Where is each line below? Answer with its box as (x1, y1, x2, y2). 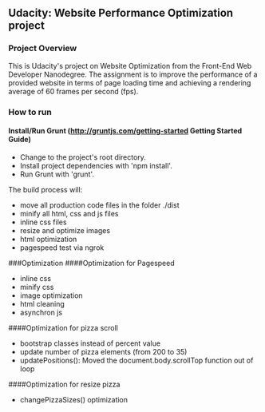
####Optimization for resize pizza (8, 379, 121, 389)
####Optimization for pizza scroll (8, 323, 118, 332)
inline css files (19, 217, 67, 227)
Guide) (8, 135, 32, 145)
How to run (8, 106, 52, 117)
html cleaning (19, 299, 65, 308)
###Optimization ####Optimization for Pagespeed (8, 258, 175, 267)
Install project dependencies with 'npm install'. (19, 160, 173, 170)
